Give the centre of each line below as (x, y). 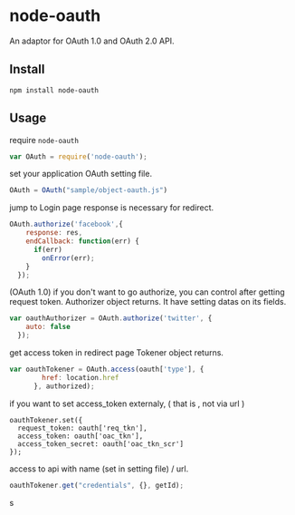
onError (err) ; (68, 258)
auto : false (48, 327)
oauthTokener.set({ (46, 420)
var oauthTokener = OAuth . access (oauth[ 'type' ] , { (107, 369)
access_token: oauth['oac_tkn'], (81, 436)
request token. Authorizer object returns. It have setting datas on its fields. (148, 302)
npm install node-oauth (54, 90)
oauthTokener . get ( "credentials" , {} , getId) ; (96, 485)
